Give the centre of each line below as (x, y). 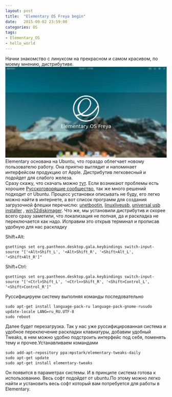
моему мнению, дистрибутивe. (40, 64)
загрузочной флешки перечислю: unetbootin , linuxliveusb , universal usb (83, 205)
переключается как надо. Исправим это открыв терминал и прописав (82, 221)
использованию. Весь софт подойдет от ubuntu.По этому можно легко (83, 378)
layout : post (19, 11)
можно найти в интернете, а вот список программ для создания (76, 199)
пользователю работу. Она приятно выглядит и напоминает (71, 166)
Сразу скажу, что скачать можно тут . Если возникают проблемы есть (82, 183)
